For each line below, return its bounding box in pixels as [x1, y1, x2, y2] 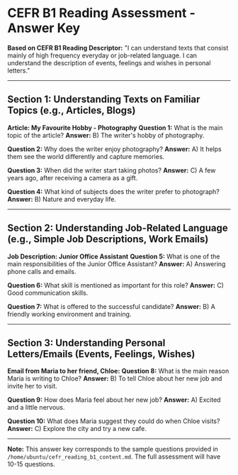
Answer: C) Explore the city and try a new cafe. [7, 425, 147, 433]
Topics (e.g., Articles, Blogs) [7, 104, 136, 116]
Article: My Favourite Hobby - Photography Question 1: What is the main [7, 123, 223, 132]
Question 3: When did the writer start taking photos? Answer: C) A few [7, 165, 216, 175]
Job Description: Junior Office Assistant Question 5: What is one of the [7, 252, 221, 261]
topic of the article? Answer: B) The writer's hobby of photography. [7, 131, 205, 139]
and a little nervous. [7, 403, 65, 412]
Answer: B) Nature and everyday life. [7, 195, 117, 203]
